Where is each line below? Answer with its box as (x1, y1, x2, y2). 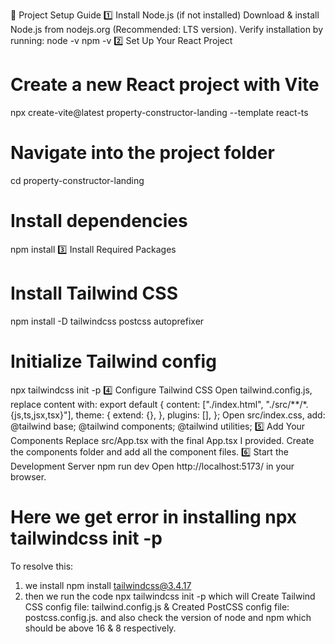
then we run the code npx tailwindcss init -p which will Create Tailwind (24, 590, 316, 602)
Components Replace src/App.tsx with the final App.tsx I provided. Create (10, 434, 315, 446)
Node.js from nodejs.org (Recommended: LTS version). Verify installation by (10, 24, 324, 35)
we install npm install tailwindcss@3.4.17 (24, 579, 192, 591)
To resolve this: (10, 560, 74, 572)
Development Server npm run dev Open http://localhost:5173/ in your (10, 460, 295, 472)
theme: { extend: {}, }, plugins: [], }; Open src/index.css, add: (75, 409, 326, 421)
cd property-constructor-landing (10, 174, 145, 186)
